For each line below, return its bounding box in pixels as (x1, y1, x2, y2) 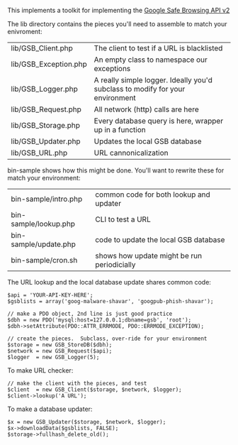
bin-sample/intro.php (11, 194, 83, 204)
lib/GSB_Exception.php (11, 60, 87, 69)
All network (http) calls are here (93, 104, 200, 114)
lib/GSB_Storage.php (11, 121, 80, 130)
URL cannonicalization (93, 148, 169, 158)
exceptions (93, 64, 131, 73)
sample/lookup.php (11, 219, 76, 229)
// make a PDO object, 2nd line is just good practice (7, 310, 173, 317)
